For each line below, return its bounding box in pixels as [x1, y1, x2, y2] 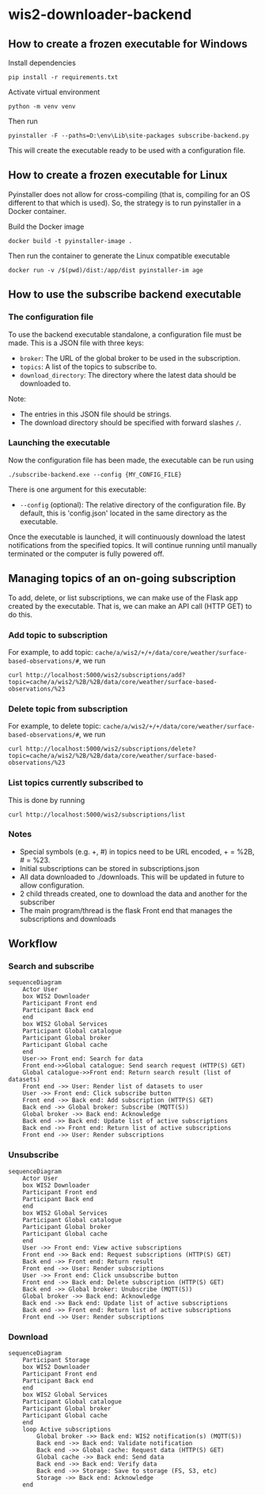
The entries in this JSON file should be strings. [19, 409, 172, 419]
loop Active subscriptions [22, 1425, 112, 1434]
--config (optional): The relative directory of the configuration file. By [19, 500, 247, 509]
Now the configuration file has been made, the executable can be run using [8, 455, 255, 465]
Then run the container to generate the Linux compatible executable [8, 251, 231, 261]
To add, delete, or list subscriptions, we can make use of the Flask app [8, 592, 239, 603]
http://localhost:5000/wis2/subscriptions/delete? [25, 745, 196, 753]
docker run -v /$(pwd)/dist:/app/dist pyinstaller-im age [8, 266, 203, 274]
